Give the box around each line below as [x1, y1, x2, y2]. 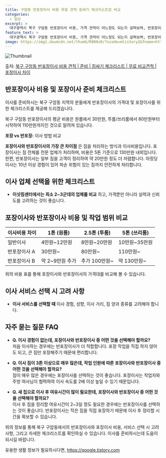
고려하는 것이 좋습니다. [21, 198, 66, 204]
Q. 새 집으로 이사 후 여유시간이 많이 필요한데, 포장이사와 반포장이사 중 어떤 [12, 389, 153, 395]
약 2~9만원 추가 [41, 257, 77, 264]
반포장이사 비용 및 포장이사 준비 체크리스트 [5, 85, 126, 94]
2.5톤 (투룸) [83, 229, 111, 236]
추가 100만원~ [81, 257, 114, 264]
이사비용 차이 [7, 229, 37, 236]
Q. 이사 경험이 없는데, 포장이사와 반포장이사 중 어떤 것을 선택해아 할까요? [12, 337, 151, 343]
